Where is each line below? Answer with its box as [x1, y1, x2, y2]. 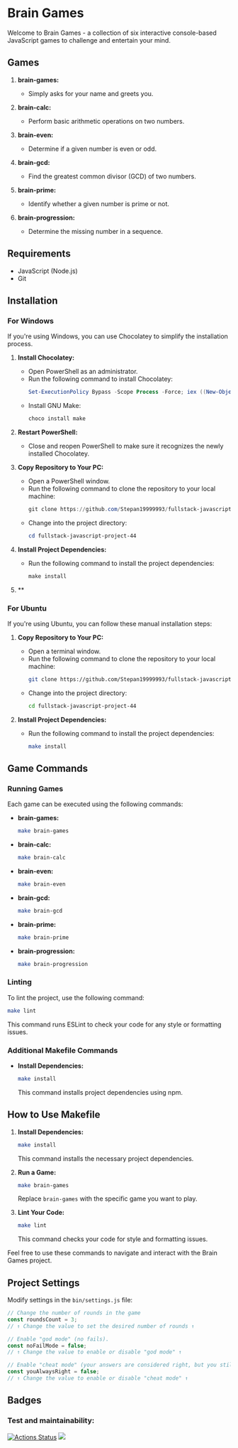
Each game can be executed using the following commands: [7, 800, 183, 808]
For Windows [7, 316, 55, 326]
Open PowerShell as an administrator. [28, 368, 138, 376]
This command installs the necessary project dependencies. [17, 1154, 194, 1163]
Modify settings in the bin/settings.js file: [7, 1296, 133, 1304]
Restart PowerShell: [17, 428, 78, 436]
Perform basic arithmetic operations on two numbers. [28, 117, 185, 125]
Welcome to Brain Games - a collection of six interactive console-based [7, 28, 217, 37]
